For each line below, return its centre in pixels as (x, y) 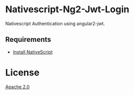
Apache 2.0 (17, 87)
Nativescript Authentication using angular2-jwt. (55, 23)
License (23, 72)
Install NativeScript (32, 52)
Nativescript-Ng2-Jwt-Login (67, 9)
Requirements (28, 40)
